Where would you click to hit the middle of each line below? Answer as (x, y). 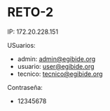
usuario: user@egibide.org (56, 66)
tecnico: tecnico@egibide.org (60, 74)
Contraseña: (25, 87)
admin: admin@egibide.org (56, 59)
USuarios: (22, 45)
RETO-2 (30, 12)
